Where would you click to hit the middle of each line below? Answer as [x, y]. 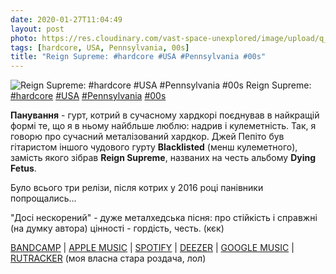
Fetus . [23, 168]
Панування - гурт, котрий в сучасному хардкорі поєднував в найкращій [165, 115]
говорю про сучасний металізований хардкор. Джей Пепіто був [147, 137]
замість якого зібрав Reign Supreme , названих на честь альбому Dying [163, 158]
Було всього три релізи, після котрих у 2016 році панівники [137, 188]
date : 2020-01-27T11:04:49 [66, 19]
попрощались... [43, 198]
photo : [24, 38]
